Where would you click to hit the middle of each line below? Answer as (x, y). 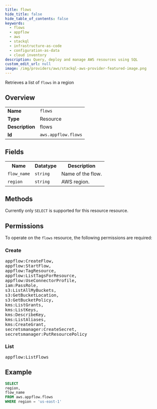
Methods (19, 199)
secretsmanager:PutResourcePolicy (46, 334)
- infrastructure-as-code (36, 46)
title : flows (18, 10)
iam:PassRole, (22, 285)
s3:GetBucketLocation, (32, 295)
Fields (15, 152)
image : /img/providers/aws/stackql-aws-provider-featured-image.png (76, 69)
